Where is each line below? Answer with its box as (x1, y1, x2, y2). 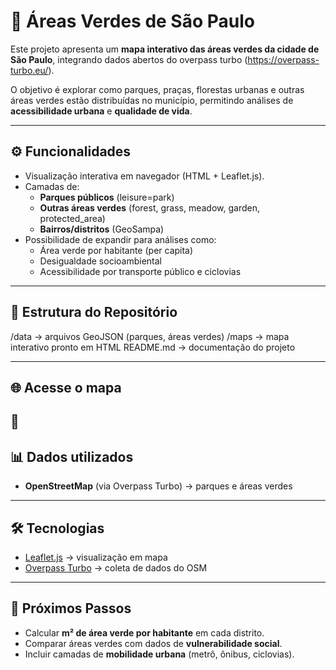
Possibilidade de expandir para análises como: (24, 233, 217, 245)
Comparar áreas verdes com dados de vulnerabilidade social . (24, 637, 283, 649)
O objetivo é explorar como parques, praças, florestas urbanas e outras (10, 83, 305, 95)
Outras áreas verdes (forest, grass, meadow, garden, (39, 201, 261, 214)
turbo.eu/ (10, 64, 49, 76)
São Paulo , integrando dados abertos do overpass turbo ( (10, 53, 248, 65)
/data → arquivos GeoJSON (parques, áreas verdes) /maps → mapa (10, 330, 290, 342)
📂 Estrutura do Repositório (10, 304, 178, 321)
